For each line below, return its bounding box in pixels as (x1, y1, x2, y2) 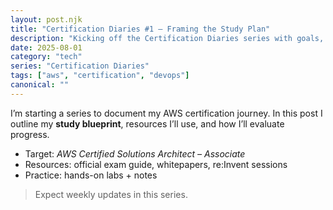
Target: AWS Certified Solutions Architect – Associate (24, 147, 246, 160)
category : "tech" (10, 52, 83, 62)
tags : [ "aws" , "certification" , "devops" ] (10, 71, 190, 81)
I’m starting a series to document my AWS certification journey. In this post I (10, 107, 323, 119)
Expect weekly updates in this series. (34, 188, 188, 200)
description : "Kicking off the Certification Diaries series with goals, (10, 33, 325, 43)
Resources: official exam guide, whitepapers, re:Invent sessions (24, 158, 288, 170)
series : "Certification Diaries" (10, 61, 150, 71)
